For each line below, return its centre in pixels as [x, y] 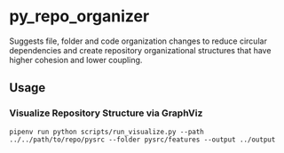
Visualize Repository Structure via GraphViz [106, 113]
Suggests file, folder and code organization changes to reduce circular [138, 41]
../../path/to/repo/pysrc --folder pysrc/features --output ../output [142, 140]
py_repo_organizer [79, 16]
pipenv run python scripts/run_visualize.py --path [106, 132]
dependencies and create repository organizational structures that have [140, 50]
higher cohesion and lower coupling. [76, 60]
